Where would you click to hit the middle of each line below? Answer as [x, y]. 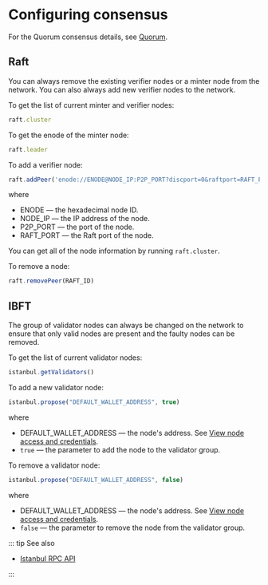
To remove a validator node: [54, 465]
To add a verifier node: [45, 164]
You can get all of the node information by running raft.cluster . [114, 251]
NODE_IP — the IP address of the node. [85, 219]
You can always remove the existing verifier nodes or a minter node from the [134, 81]
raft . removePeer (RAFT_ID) [51, 281]
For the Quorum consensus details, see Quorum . [88, 37]
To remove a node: [39, 267]
